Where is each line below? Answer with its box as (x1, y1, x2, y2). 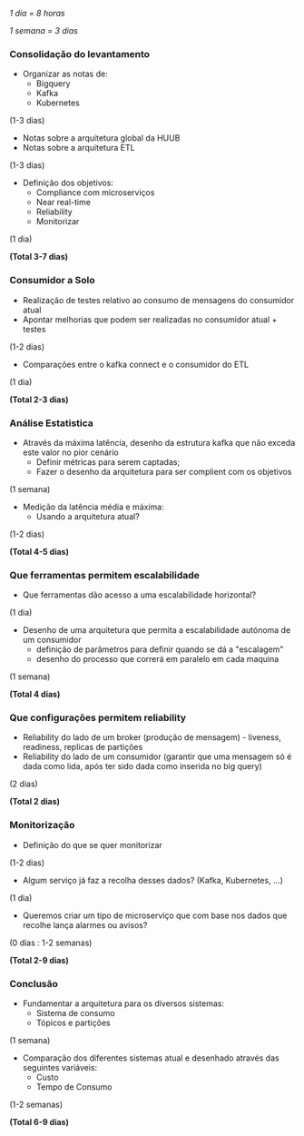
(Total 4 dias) (9, 689, 61, 700)
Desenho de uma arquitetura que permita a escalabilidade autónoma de (22, 625, 291, 636)
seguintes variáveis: (22, 1062, 98, 1073)
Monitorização (9, 819, 75, 832)
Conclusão (9, 977, 59, 990)
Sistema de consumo (35, 1008, 115, 1019)
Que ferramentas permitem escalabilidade (9, 568, 200, 581)
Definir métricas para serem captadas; (35, 456, 181, 467)
